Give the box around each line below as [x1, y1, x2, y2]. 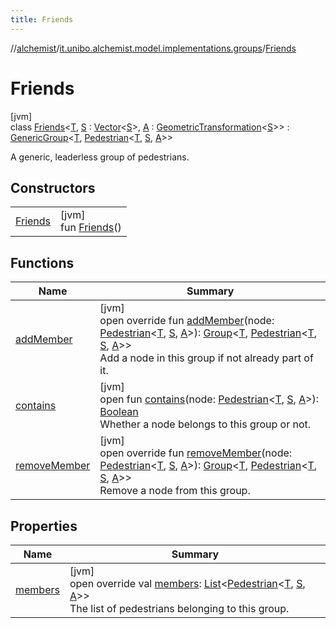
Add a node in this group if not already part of [99, 351, 314, 365]
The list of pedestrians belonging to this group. [69, 602, 290, 615]
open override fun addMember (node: [99, 314, 275, 328]
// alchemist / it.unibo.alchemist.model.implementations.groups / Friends [10, 42, 297, 54]
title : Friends [10, 14, 74, 25]
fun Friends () [60, 221, 122, 235]
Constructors [10, 179, 96, 196]
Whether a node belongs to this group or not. [99, 417, 312, 431]
